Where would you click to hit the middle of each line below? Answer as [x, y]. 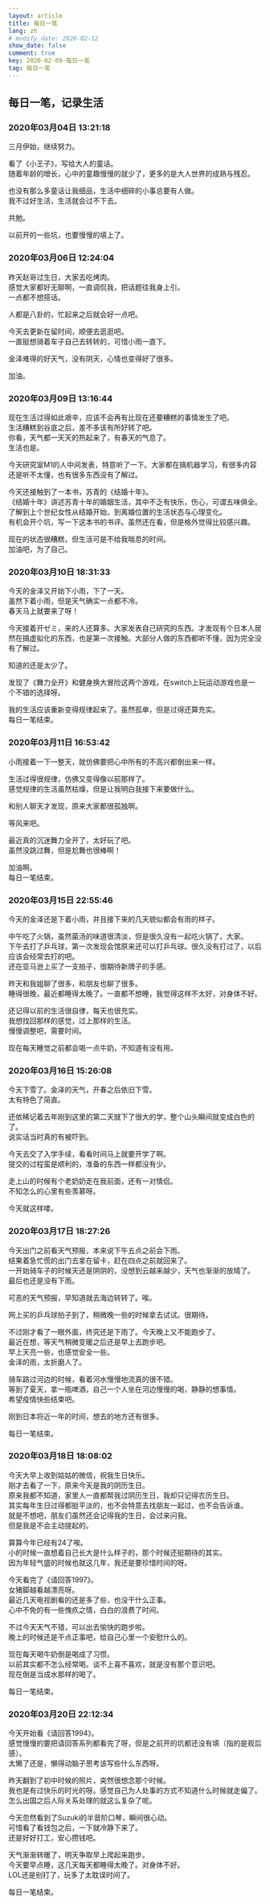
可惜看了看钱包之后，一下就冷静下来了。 [75, 1828]
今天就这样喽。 [33, 1208]
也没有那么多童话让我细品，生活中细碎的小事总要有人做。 [103, 191]
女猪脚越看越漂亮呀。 [43, 1589]
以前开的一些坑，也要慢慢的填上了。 [68, 235]
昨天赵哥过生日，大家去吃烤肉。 [61, 277]
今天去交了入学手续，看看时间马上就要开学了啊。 [89, 1154]
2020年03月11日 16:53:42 [59, 742]
